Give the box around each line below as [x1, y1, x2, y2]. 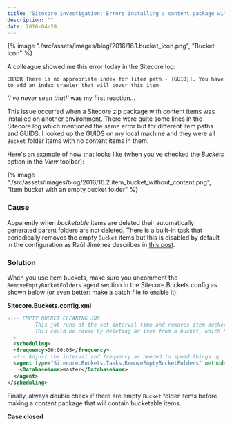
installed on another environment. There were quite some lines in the [7, 115, 203, 123]
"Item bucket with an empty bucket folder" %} [7, 186, 139, 194]
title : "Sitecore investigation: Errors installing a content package [7, 10, 215, 17]
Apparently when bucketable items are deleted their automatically [7, 218, 195, 226]
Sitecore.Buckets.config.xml [7, 301, 92, 309]
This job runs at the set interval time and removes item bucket [35, 321, 227, 328]
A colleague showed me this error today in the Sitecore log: [7, 63, 176, 71]
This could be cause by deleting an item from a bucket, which [35, 327, 221, 335]
